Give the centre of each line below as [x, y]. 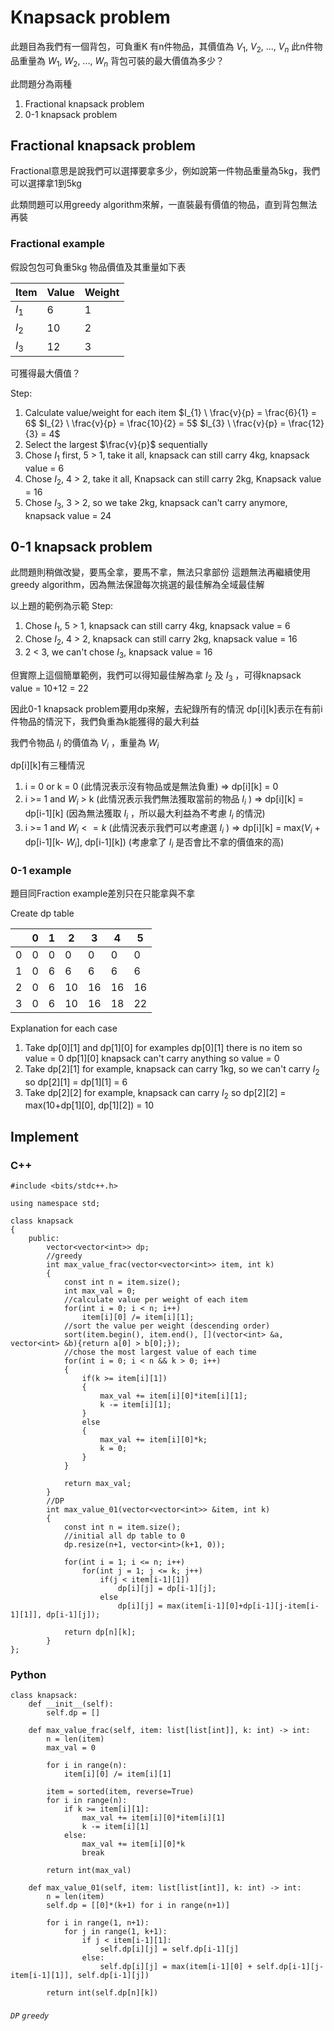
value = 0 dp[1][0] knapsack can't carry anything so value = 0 [152, 1058]
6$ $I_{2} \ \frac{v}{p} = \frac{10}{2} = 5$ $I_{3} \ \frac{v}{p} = [155, 423]
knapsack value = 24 [68, 515]
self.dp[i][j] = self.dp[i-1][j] [169, 1949]
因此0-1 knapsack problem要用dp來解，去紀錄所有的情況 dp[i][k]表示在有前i [166, 708]
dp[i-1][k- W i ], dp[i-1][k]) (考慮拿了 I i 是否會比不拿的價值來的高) [154, 843]
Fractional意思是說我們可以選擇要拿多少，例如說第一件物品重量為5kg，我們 [165, 171]
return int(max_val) [89, 1871]
